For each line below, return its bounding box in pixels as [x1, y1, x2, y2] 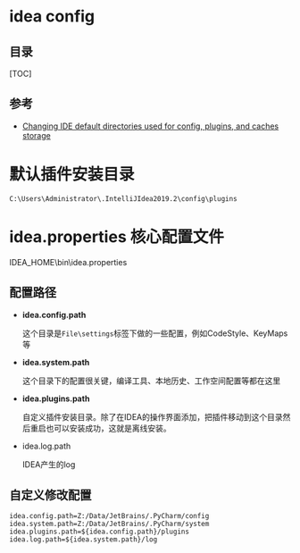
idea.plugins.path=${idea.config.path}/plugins [9, 527, 190, 537]
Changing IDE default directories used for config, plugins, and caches [21, 121, 279, 131]
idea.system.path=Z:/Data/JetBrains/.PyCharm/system [9, 520, 210, 529]
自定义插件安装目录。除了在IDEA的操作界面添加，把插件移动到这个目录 [21, 411, 283, 422]
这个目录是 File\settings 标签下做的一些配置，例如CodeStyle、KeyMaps [21, 328, 288, 339]
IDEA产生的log [21, 458, 76, 470]
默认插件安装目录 [9, 164, 136, 184]
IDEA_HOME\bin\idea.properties [9, 256, 128, 267]
